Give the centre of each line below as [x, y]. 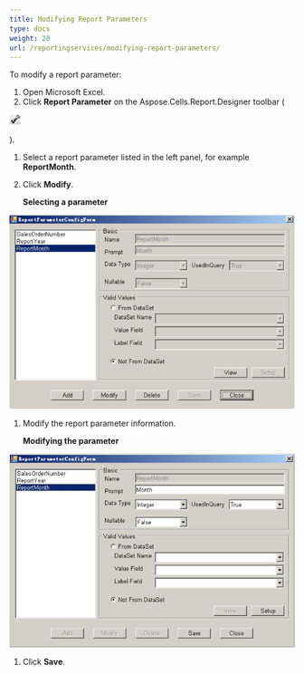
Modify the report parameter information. [99, 423]
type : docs [30, 29]
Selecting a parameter [65, 202]
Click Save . [44, 662]
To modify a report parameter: [66, 75]
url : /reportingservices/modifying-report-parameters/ [115, 48]
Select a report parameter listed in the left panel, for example [136, 158]
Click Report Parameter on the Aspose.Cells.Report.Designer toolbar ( [153, 102]
